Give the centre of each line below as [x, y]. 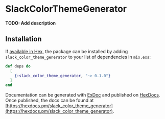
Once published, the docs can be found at [50, 101]
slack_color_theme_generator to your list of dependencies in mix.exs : [78, 57]
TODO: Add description [31, 23]
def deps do [18, 66]
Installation [23, 39]
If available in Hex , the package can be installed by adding [67, 51]
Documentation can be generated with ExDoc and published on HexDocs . [83, 95]
